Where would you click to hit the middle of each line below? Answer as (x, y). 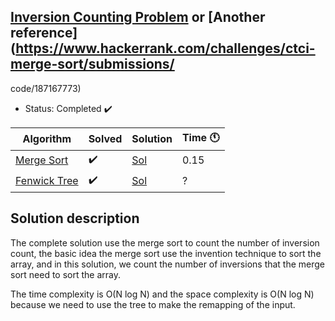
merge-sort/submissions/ (92, 64)
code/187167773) (46, 88)
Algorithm (47, 139)
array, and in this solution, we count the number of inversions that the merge (168, 264)
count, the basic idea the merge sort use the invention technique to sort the (166, 253)
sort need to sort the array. (65, 274)
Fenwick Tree (47, 181)
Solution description (75, 218)
